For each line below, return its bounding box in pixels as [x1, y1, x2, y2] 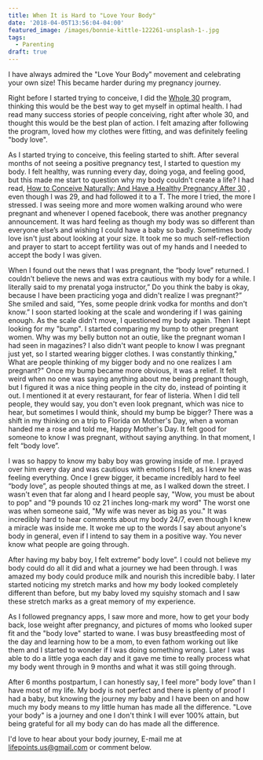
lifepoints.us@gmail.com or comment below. [8, 743, 152, 751]
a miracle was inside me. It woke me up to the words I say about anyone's [8, 523, 247, 532]
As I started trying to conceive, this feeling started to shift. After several [8, 150, 239, 160]
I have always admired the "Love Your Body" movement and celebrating [8, 70, 241, 79]
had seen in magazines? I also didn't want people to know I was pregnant [8, 341, 246, 350]
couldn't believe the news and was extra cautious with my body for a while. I [8, 274, 256, 283]
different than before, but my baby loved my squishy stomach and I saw [8, 589, 240, 597]
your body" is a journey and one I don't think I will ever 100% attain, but [8, 710, 239, 720]
